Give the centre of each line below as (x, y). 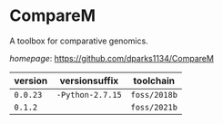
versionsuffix (89, 81)
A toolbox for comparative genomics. (79, 41)
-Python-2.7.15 (89, 95)
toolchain (154, 81)
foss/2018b (154, 95)
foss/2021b (154, 107)
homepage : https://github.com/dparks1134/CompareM (111, 58)
